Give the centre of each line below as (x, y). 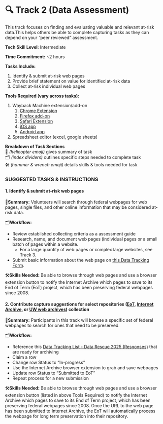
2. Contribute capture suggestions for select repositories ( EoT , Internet (79, 304)
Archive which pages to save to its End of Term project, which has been (78, 400)
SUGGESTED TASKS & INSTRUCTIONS (52, 179)
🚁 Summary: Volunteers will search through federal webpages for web (76, 202)
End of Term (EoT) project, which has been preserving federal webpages (79, 288)
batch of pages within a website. (45, 244)
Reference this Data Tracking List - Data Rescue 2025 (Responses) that (85, 347)
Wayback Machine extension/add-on (50, 105)
